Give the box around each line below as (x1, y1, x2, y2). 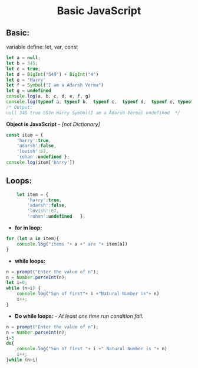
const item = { (6, 132, 44, 138)
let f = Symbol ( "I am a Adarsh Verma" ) (6, 82, 104, 88)
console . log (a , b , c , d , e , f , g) (6, 93, 91, 99)
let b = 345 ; (6, 60, 38, 66)
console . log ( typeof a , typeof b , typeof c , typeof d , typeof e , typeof (6, 99, 194, 105)
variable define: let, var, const (6, 43, 78, 50)
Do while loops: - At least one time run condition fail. (14, 312, 144, 319)
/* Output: (6, 104, 33, 110)
